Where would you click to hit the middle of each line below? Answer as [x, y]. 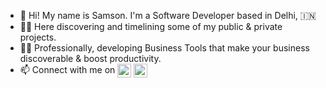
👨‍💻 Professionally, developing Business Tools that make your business [164, 48]
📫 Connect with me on [67, 69]
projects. [38, 37]
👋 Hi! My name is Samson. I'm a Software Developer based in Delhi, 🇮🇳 [168, 15]
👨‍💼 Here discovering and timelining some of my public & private [151, 26]
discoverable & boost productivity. [90, 58]
